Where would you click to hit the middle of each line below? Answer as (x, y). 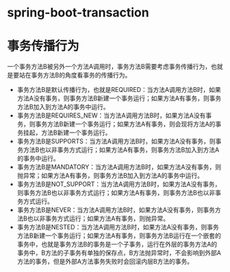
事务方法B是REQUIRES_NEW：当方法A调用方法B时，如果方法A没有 (111, 115)
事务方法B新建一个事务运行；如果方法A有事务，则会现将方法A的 (125, 124)
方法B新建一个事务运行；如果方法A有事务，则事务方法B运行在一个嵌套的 (119, 236)
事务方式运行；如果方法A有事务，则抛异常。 (107, 218)
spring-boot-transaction (78, 13)
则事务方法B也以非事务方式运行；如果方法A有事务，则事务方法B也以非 (116, 193)
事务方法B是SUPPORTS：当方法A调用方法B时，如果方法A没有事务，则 (116, 141)
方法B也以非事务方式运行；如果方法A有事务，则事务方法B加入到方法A (121, 150)
